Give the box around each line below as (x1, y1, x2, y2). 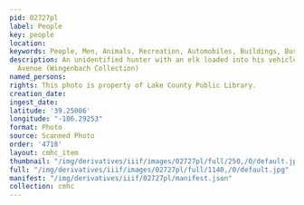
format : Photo (9, 123, 63, 132)
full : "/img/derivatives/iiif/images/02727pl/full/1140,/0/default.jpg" (9, 165, 290, 174)
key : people (9, 30, 54, 39)
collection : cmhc (9, 182, 75, 191)
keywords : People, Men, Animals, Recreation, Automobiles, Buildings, (9, 47, 281, 56)
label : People (9, 22, 63, 31)
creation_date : (9, 89, 67, 98)
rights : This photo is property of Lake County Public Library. (9, 81, 257, 90)
